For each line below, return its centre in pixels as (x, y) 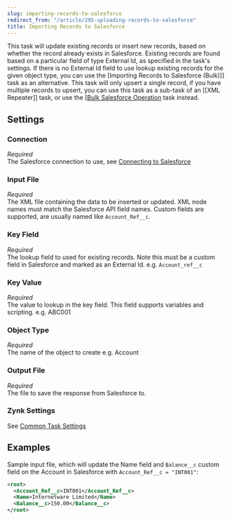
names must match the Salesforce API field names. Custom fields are (106, 209)
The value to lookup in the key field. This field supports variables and (105, 305)
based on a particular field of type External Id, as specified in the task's (109, 61)
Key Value (25, 283)
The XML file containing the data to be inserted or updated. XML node (107, 202)
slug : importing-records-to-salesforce (65, 14)
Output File (26, 370)
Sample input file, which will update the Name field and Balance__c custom (113, 464)
